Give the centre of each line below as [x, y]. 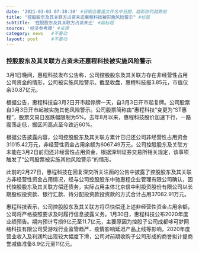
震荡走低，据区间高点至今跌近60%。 [51, 124]
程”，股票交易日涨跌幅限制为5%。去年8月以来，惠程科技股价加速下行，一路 [99, 117]
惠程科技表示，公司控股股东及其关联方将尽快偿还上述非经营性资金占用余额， [99, 207]
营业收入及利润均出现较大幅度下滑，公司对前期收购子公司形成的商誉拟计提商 [99, 236]
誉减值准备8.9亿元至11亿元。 [41, 244]
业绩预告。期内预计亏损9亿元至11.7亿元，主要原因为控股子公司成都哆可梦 [95, 222]
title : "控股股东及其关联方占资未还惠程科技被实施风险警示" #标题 [78, 17]
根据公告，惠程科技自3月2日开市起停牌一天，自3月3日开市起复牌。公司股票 [98, 103]
